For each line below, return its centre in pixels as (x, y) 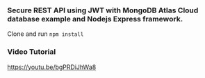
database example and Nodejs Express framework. (95, 19)
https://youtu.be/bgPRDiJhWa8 (52, 67)
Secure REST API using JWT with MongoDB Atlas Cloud (103, 10)
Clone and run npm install (46, 34)
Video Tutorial (32, 52)
